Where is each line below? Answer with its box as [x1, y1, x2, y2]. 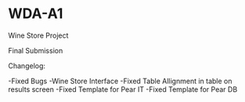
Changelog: [8, 60, 45, 71]
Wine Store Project [8, 31, 69, 40]
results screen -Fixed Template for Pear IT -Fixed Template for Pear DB [8, 84, 238, 94]
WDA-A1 [8, 5, 63, 23]
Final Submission [8, 46, 63, 55]
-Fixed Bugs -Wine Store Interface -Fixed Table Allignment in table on [8, 76, 232, 86]
